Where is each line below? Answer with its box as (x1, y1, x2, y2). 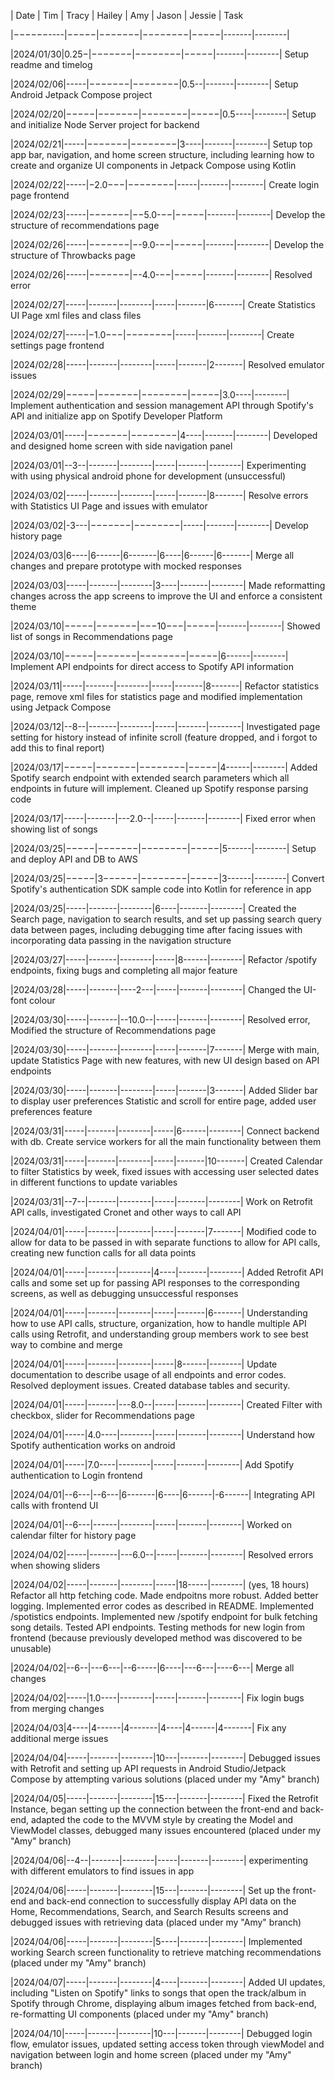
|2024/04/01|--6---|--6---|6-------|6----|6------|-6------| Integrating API (10, 1489, 315, 1500)
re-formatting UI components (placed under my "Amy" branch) (10, 2008, 269, 2020)
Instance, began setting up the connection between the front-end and (10, 1803, 298, 1815)
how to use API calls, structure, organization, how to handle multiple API (10, 1318, 307, 1329)
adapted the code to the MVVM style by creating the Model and (30, 1814, 293, 1825)
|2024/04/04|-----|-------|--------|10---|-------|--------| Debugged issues (10, 1752, 321, 1764)
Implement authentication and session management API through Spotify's (10, 400, 314, 411)
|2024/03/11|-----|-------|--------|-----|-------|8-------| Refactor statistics (10, 680, 320, 692)
